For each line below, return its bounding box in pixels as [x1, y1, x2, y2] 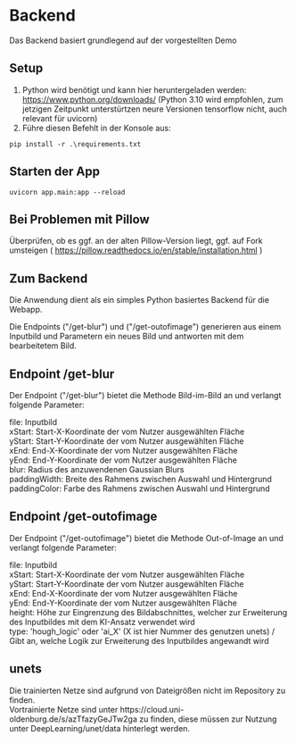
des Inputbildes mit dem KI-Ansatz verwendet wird [9, 616, 196, 627]
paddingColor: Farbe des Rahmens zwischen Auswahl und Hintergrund [9, 483, 270, 494]
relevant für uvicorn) [21, 113, 98, 123]
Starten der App [9, 164, 101, 179]
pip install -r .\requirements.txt [9, 139, 142, 148]
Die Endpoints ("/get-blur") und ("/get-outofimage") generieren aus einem [9, 321, 282, 332]
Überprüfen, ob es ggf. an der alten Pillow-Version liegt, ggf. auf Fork [9, 236, 263, 246]
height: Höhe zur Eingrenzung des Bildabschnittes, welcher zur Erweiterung [9, 606, 288, 617]
